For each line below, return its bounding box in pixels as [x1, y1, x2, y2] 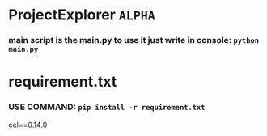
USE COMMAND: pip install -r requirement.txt [8, 101, 206, 113]
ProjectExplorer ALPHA [8, 6, 155, 24]
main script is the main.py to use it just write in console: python [8, 35, 260, 46]
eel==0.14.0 [8, 120, 48, 130]
